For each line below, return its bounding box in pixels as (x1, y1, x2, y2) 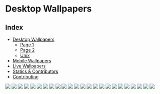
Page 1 (20, 42, 34, 48)
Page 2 (20, 47, 35, 53)
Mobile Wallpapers (12, 58, 51, 63)
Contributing (12, 74, 39, 79)
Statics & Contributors (12, 68, 59, 74)
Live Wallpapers (12, 63, 46, 69)
